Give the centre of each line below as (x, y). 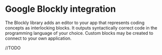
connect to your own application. (39, 38)
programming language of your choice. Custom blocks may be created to (79, 33)
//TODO (13, 48)
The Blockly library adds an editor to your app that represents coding (75, 23)
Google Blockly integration (61, 9)
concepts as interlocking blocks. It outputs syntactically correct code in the (81, 27)
